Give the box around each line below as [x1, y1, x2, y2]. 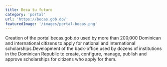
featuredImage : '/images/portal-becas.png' [5, 21, 98, 26]
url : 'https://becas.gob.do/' [5, 16, 69, 21]
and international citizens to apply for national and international [5, 40, 135, 46]
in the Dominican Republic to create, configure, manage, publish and [5, 51, 147, 57]
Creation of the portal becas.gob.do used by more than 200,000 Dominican [5, 35, 161, 41]
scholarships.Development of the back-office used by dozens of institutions [5, 45, 162, 51]
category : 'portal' [5, 12, 46, 17]
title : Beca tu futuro [5, 7, 53, 12]
